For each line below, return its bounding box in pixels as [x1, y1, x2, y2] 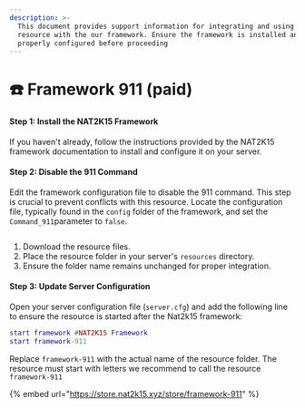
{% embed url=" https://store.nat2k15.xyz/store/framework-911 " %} [9, 388, 260, 399]
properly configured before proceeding [17, 38, 169, 48]
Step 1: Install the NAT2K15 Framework [9, 116, 159, 127]
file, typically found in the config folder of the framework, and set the [9, 206, 269, 217]
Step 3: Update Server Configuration [9, 281, 151, 292]
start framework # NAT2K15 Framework [9, 328, 148, 338]
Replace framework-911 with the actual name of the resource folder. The [9, 353, 277, 364]
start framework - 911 [9, 336, 88, 345]
